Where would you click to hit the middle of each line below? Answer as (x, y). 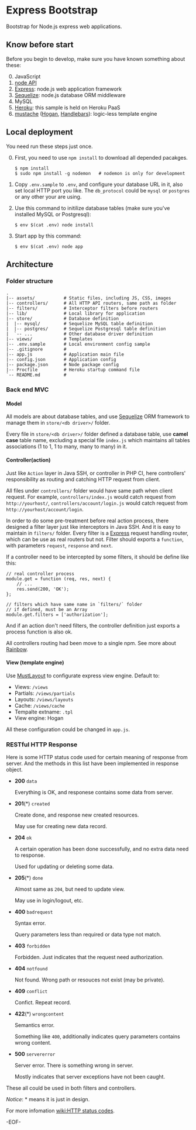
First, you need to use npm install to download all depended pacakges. (101, 157)
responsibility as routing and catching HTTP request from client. (83, 479)
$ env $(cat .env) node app (49, 246)
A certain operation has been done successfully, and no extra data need (102, 849)
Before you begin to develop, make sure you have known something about (96, 58)
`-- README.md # (36, 375)
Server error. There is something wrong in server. (74, 1066)
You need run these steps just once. (49, 146)
